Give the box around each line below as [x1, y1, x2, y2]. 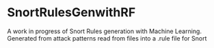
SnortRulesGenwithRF [7, 5, 136, 20]
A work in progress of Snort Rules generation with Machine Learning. [7, 27, 202, 35]
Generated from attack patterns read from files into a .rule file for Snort [7, 34, 207, 42]
